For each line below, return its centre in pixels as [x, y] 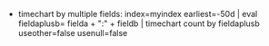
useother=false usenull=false [73, 33]
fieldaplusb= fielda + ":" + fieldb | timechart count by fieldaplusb [139, 23]
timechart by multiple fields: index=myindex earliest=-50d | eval [138, 14]
